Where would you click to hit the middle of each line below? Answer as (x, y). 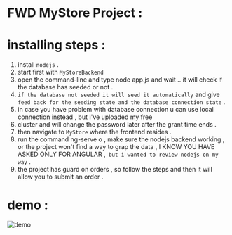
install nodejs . (38, 65)
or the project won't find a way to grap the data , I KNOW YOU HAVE (116, 147)
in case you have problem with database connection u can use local (115, 110)
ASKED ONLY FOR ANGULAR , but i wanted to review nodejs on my (118, 154)
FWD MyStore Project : (75, 13)
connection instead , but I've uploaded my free (85, 117)
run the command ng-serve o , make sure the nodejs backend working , (121, 139)
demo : (28, 205)
